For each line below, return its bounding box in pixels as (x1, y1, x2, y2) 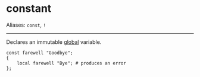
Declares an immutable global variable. (6, 38, 102, 46)
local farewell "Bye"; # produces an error (17, 60, 127, 66)
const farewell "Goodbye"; (6, 50, 73, 56)
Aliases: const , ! (6, 21, 46, 28)
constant (6, 2, 52, 15)
